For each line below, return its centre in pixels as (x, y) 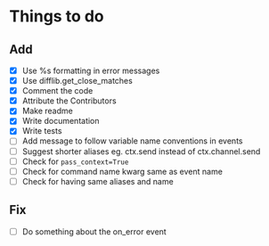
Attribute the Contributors (69, 101)
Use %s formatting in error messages (91, 70)
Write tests (42, 131)
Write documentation (61, 121)
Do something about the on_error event (94, 231)
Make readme (47, 111)
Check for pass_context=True (75, 161)
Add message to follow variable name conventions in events (132, 141)
